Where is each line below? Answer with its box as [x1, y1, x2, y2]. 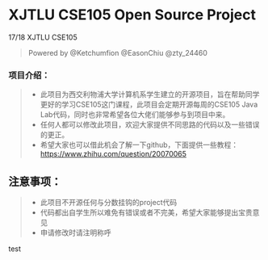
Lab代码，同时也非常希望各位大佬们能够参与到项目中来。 [40, 110, 230, 120]
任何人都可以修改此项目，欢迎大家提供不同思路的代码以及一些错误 [40, 120, 260, 130]
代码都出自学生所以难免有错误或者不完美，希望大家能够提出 [40, 208, 239, 217]
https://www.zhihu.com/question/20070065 [40, 149, 187, 159]
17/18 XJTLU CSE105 [8, 32, 78, 42]
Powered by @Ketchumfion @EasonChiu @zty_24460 [27, 48, 208, 57]
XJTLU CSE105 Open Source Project [8, 6, 257, 24]
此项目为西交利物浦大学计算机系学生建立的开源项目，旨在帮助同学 [40, 90, 260, 99]
